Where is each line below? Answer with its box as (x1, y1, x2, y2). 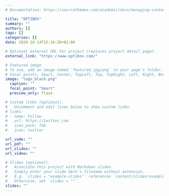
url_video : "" (5, 151, 35, 156)
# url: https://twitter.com (5, 119, 69, 124)
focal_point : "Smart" (10, 86, 55, 91)
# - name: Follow (5, 114, 42, 119)
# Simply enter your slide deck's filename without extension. (5, 169, 145, 174)
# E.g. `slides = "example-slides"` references (5, 174, 112, 179)
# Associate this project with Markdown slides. (5, 164, 114, 170)
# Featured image (5, 62, 42, 68)
